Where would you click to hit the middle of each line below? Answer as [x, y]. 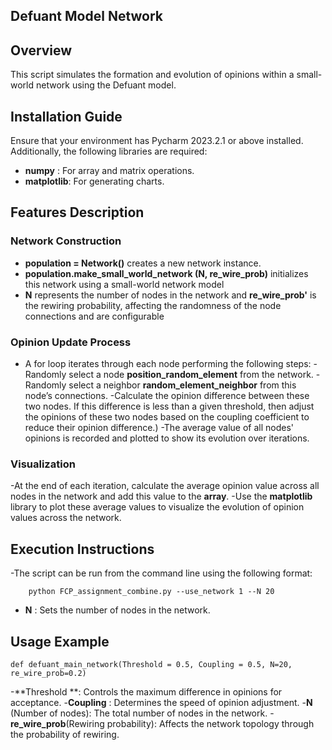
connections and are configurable [94, 316]
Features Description [77, 212]
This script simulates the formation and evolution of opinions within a [152, 75]
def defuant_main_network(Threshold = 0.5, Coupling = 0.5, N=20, [151, 664]
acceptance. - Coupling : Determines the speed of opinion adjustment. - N [161, 702]
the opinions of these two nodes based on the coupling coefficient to [167, 417]
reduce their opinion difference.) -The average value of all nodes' [159, 427]
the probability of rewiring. [65, 734]
